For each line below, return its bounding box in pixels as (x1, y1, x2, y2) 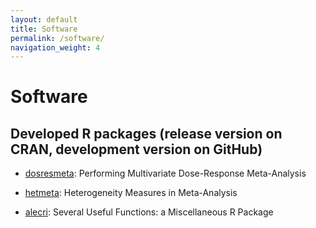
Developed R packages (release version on (10, 125, 283, 142)
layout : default (10, 14, 78, 25)
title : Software (10, 24, 78, 34)
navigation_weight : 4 (10, 42, 101, 53)
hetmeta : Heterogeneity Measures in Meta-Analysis (24, 187, 238, 199)
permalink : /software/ (10, 33, 105, 43)
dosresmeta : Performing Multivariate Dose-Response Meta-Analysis (24, 167, 307, 180)
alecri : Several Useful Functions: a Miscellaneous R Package (24, 206, 274, 218)
